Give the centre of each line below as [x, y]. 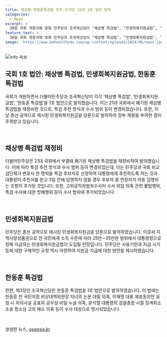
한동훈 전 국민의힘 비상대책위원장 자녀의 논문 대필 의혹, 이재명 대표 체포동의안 [80, 296]
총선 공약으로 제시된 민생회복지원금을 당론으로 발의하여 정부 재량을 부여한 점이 [86, 115]
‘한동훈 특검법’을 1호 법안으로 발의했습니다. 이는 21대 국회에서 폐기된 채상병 [89, 103]
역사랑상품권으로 [21, 238]
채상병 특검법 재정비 [34, 148]
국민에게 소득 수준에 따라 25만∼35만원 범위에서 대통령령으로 [102, 238]
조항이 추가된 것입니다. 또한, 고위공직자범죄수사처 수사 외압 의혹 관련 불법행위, [86, 186]
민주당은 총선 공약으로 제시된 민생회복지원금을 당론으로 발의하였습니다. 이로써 [80, 232]
